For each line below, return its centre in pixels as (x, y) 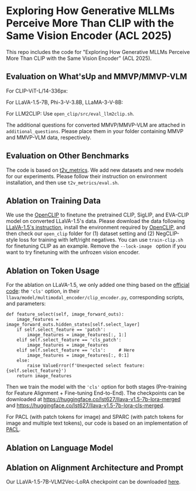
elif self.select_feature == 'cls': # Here (75, 350)
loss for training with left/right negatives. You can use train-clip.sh (101, 240)
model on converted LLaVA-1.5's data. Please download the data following (96, 221)
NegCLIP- (168, 233)
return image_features (44, 376)
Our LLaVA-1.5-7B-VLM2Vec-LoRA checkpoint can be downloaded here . (93, 482)
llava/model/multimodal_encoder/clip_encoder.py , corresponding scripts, (95, 297)
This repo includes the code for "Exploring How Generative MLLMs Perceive (98, 52)
